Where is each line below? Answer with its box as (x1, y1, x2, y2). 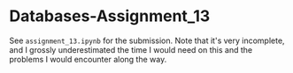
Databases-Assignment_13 (9, 6, 211, 26)
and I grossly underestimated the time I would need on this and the (9, 44, 253, 55)
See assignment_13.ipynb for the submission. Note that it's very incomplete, (9, 35, 285, 46)
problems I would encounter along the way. (9, 54, 167, 64)
